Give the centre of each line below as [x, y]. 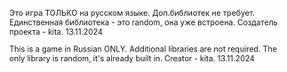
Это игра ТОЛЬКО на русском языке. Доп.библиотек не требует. [132, 13]
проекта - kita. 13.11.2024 [56, 32]
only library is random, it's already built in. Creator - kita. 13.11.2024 [132, 58]
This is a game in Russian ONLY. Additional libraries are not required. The [143, 49]
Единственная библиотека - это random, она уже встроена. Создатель [143, 22]
